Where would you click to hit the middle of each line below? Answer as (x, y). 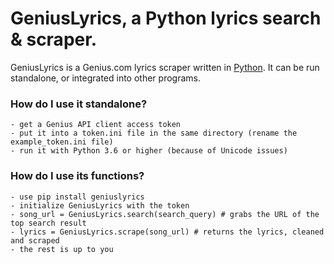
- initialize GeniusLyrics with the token (100, 205)
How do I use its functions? (77, 176)
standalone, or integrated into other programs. (105, 78)
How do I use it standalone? (79, 104)
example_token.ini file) (62, 142)
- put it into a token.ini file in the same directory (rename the (154, 133)
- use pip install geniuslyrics (77, 197)
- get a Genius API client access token (96, 125)
